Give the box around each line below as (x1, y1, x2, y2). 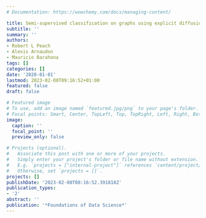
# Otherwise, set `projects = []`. (6, 168, 103, 174)
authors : (6, 37, 29, 44)
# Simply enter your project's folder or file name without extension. (6, 157, 199, 163)
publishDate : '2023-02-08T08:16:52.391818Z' (6, 179, 122, 185)
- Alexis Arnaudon (6, 49, 53, 55)
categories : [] (6, 66, 45, 72)
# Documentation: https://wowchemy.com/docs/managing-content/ (6, 9, 172, 15)
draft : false (6, 88, 40, 95)
